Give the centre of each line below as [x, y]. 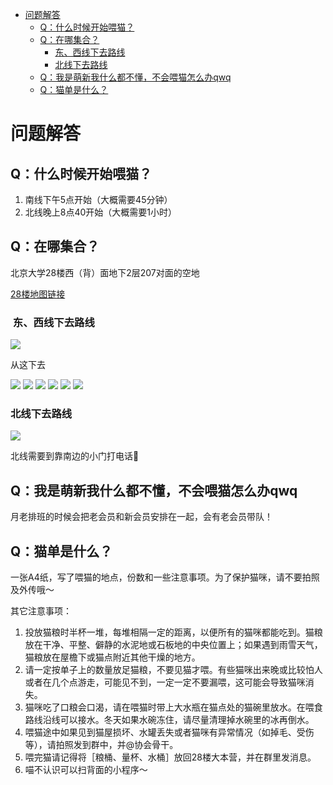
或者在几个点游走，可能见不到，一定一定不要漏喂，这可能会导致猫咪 [165, 682]
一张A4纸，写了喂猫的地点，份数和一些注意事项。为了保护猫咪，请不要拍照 [165, 577]
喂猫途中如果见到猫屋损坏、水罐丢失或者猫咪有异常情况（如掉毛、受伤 [169, 732]
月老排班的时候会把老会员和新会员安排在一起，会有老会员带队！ [141, 517]
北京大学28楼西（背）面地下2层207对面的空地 [105, 272]
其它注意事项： [41, 611]
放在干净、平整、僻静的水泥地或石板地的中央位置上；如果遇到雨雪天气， [173, 645]
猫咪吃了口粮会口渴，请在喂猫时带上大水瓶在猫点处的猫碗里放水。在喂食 [173, 707]
